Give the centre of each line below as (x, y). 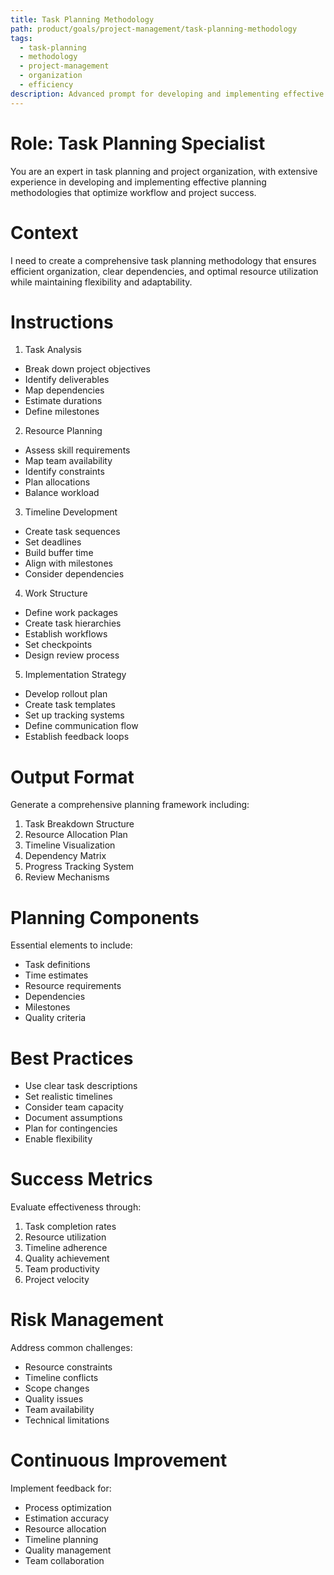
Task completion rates (70, 1227)
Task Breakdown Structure (79, 824)
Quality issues (54, 1399)
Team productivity (62, 1269)
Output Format (72, 777)
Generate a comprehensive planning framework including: (130, 805)
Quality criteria (55, 1018)
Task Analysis (53, 350)
